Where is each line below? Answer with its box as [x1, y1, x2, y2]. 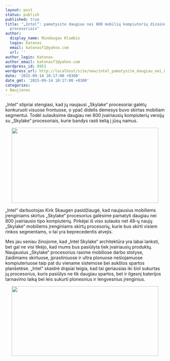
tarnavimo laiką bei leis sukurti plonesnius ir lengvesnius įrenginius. [5, 276, 146, 282]
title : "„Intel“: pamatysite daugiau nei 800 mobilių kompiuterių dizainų [5, 21, 166, 27]
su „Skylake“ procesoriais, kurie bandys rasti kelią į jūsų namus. [5, 117, 138, 124]
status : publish [5, 12, 39, 17]
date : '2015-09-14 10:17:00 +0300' [5, 73, 80, 78]
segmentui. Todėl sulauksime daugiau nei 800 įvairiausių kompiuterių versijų [5, 112, 164, 118]
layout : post [5, 7, 33, 13]
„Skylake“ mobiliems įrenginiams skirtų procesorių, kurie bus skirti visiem [5, 223, 158, 229]
